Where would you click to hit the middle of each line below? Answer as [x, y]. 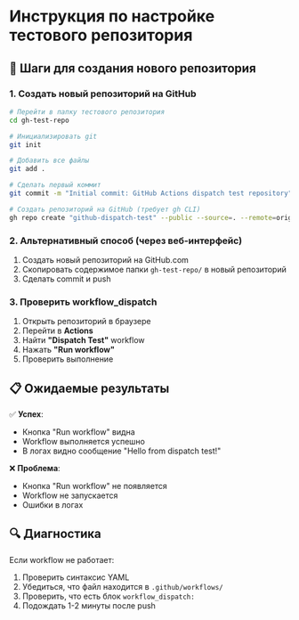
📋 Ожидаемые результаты [89, 388]
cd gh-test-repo [39, 120]
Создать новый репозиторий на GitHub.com [105, 259]
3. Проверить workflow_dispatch [83, 302]
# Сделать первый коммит [55, 185]
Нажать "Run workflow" [69, 350]
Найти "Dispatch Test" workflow [83, 340]
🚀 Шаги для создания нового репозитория [133, 68]
